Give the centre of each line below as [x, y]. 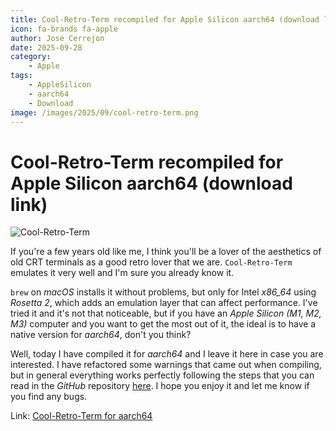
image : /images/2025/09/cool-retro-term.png [104, 112]
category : [31, 57]
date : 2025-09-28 [46, 47]
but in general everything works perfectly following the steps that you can [162, 375]
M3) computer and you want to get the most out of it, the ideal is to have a [163, 324]
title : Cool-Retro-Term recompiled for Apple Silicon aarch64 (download [165, 19]
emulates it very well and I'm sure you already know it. [122, 273]
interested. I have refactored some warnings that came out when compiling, [166, 365]
